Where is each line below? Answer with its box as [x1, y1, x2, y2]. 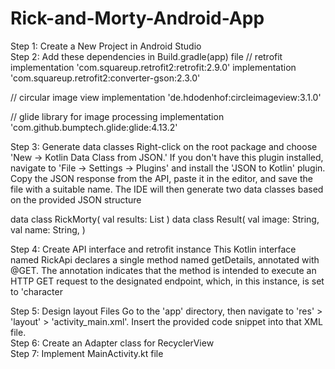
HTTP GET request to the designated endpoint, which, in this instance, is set [10, 275, 325, 287]
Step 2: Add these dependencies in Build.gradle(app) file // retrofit [10, 50, 283, 62]
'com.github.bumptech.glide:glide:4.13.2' [10, 121, 178, 133]
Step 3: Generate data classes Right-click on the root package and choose [10, 140, 318, 152]
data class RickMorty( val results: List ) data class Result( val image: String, [10, 213, 320, 225]
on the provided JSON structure [10, 193, 142, 206]
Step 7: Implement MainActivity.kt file [10, 347, 164, 359]
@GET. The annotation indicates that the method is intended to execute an [10, 264, 317, 276]
